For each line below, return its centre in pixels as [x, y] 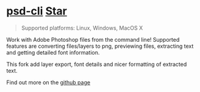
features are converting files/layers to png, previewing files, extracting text [100, 46]
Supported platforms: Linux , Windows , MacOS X [82, 28]
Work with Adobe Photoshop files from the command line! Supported [93, 39]
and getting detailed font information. [53, 52]
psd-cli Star [37, 11]
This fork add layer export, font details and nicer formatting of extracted [97, 64]
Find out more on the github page [48, 82]
